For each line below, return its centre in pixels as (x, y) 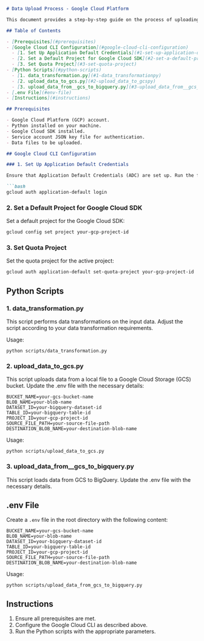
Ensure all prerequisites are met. (55, 619)
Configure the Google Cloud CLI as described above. (81, 625)
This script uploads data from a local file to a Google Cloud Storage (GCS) (99, 379)
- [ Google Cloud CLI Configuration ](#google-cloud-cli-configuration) (97, 47)
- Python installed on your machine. (54, 126)
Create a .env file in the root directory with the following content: (87, 520)
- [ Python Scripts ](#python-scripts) (54, 70)
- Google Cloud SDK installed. (46, 131)
